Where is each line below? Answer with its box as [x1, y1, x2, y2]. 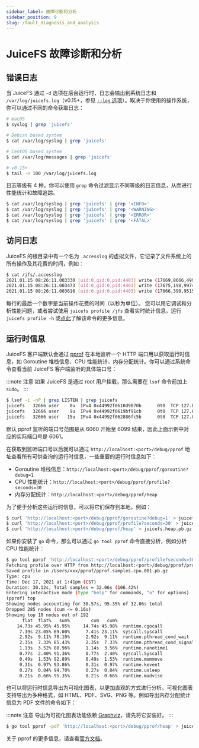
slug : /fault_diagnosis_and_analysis [6, 20, 99, 26]
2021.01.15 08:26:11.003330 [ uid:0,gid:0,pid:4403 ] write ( [6, 277, 158, 283]
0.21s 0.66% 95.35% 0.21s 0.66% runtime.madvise [19, 673, 163, 679]
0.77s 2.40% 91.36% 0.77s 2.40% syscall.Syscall [19, 651, 163, 657]
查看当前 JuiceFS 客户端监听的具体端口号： [11, 366, 117, 372]
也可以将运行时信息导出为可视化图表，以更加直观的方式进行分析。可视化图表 [6, 684, 193, 692]
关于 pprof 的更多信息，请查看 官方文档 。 [6, 735, 105, 742]
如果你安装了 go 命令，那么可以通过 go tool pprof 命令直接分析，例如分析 [6, 538, 187, 545]
